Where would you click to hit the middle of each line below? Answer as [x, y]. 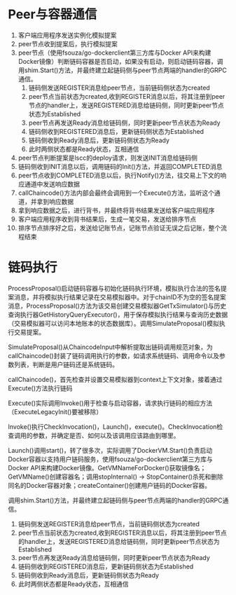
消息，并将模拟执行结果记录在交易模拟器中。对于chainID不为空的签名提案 [120, 297]
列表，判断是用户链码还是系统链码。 [66, 364]
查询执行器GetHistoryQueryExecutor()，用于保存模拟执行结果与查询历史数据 [118, 314]
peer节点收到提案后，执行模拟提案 [68, 43]
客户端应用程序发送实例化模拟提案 [67, 35]
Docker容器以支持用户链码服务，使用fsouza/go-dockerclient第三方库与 [110, 459]
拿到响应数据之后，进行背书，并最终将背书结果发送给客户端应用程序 [116, 210]
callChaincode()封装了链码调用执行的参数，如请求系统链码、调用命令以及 [114, 355]
